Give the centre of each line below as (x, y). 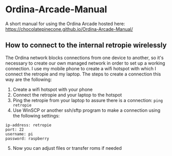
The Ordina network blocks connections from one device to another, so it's (84, 57)
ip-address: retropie (28, 125)
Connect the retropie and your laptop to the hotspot (67, 95)
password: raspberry (27, 139)
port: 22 (15, 129)
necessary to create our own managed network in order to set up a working (85, 63)
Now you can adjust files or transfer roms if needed (67, 148)
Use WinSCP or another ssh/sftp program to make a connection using (87, 110)
